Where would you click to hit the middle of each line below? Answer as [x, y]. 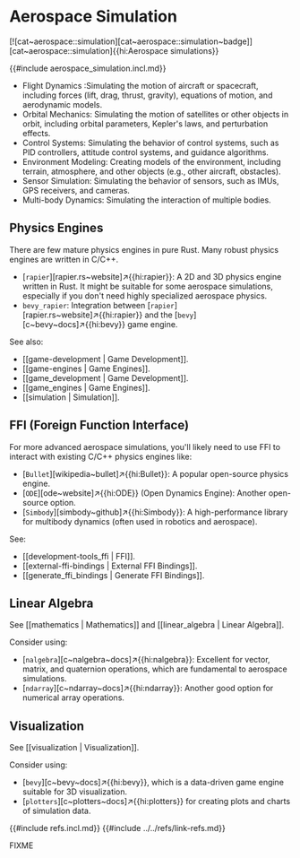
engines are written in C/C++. [64, 259]
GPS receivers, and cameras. [76, 190]
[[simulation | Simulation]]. [71, 397]
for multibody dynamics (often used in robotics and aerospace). [140, 521]
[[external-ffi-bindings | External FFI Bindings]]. [110, 566]
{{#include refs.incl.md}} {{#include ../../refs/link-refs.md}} [117, 828]
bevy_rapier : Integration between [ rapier [98, 305]
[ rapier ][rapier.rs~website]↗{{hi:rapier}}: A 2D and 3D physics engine [152, 276]
